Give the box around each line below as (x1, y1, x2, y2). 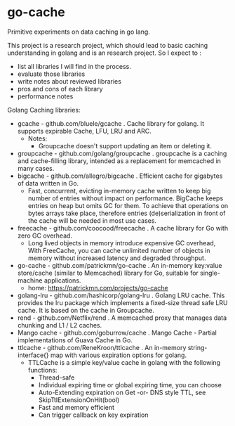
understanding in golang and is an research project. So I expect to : (7, 49, 202, 57)
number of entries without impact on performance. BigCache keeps (27, 194, 224, 202)
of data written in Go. (17, 179, 79, 187)
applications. (43, 276, 81, 285)
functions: (27, 366, 58, 374)
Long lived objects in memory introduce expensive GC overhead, (27, 238, 216, 247)
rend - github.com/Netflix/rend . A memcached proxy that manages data (17, 314, 227, 322)
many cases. (17, 164, 55, 172)
